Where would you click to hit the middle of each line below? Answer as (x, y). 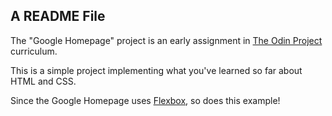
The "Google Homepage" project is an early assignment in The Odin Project (166, 40)
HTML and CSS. (43, 81)
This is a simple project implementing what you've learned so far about (156, 70)
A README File (58, 16)
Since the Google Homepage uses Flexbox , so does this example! (145, 100)
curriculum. (34, 51)
